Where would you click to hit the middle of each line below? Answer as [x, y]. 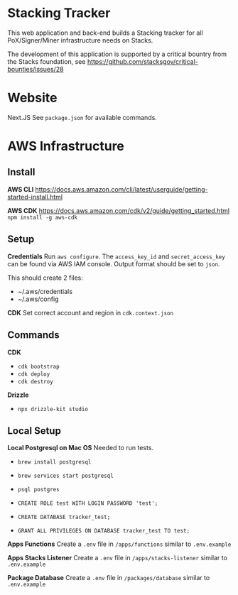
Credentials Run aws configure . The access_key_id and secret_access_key [116, 256]
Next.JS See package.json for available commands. [82, 117]
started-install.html [35, 197]
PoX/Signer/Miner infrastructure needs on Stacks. [80, 40]
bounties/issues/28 [36, 69]
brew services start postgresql [65, 476]
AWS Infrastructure [66, 146]
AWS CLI [21, 189]
